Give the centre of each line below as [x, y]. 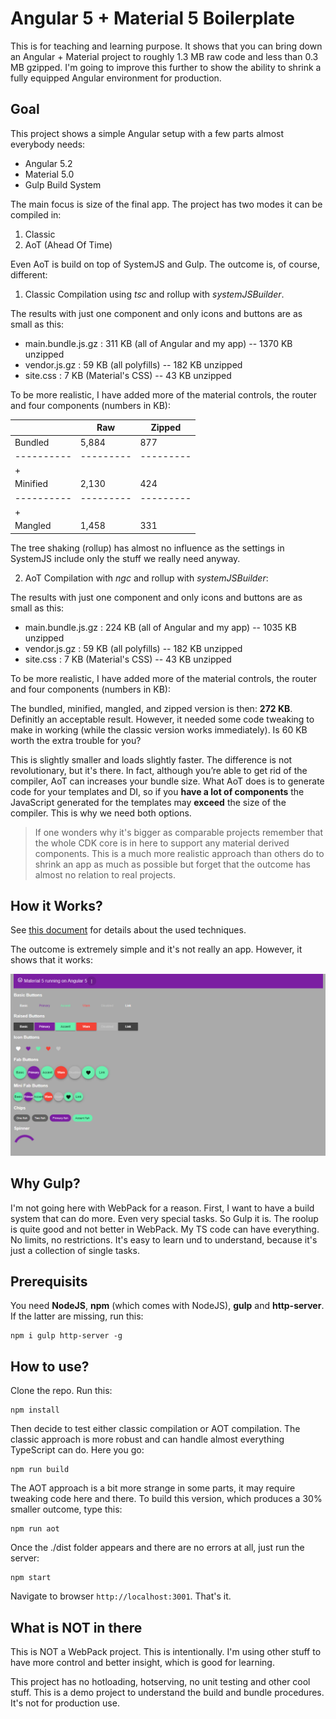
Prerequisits [49, 1281]
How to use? [50, 1366]
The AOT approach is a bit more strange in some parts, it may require [153, 1488]
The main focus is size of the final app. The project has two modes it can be [166, 204]
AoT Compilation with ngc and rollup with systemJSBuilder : [146, 578]
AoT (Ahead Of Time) [68, 244]
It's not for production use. [65, 1703]
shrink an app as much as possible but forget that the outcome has [172, 864]
